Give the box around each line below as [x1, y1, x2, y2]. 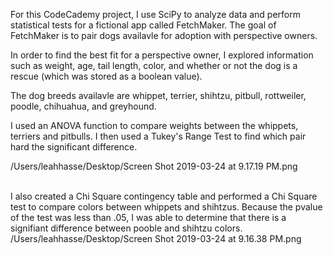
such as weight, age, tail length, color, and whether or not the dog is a [10, 60, 298, 71]
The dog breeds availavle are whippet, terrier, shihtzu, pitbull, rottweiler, [10, 90, 307, 101]
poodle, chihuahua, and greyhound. [10, 100, 157, 112]
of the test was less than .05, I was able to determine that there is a [10, 212, 287, 223]
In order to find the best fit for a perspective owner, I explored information [10, 49, 314, 61]
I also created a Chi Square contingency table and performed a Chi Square [10, 190, 318, 202]
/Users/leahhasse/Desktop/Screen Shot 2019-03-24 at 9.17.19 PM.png [10, 160, 298, 172]
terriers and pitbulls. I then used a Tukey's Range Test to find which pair [10, 130, 307, 142]
